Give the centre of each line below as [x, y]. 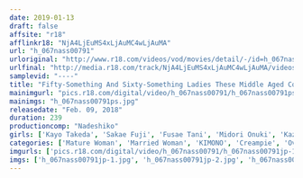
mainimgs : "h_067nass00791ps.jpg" [74, 101]
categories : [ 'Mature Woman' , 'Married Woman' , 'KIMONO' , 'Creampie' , [145, 143]
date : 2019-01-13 [42, 18]
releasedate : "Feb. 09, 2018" [66, 110]
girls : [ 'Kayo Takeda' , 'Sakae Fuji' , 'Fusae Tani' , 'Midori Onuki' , [143, 135]
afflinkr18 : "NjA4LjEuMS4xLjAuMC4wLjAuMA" [90, 43]
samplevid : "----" [44, 76]
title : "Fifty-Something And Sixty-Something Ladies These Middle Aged [147, 85]
